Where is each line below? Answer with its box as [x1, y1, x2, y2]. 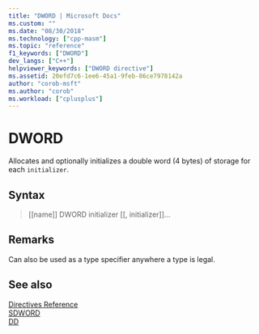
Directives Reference [8, 299, 79, 309]
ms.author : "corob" [8, 87, 74, 95]
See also [8, 278, 53, 292]
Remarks [8, 233, 55, 247]
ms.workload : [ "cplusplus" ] [8, 95, 104, 103]
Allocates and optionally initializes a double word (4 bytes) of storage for [8, 156, 251, 166]
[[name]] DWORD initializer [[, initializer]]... [28, 209, 171, 219]
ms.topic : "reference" [8, 42, 85, 50]
